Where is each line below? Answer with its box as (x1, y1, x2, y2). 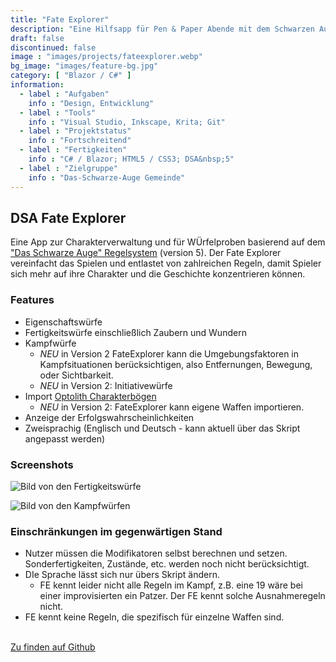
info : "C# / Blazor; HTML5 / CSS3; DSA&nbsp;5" (28, 154, 235, 164)
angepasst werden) (24, 432, 106, 445)
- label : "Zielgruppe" (19, 163, 118, 173)
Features (10, 293, 55, 307)
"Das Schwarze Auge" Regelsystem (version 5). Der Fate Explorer (10, 247, 282, 259)
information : (10, 80, 65, 90)
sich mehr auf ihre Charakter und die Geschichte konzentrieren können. (10, 268, 306, 280)
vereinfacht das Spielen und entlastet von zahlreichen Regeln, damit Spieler (10, 257, 322, 270)
